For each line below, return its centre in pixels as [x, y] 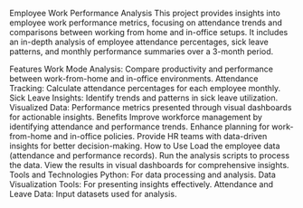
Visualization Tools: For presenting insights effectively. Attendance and [142, 184]
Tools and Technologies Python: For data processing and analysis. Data [142, 175]
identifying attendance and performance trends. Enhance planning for [139, 127]
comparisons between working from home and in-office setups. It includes [149, 32]
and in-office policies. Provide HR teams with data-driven [161, 136]
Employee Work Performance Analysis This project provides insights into [145, 13]
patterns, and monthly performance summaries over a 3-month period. [142, 52]
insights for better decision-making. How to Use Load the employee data [145, 146]
